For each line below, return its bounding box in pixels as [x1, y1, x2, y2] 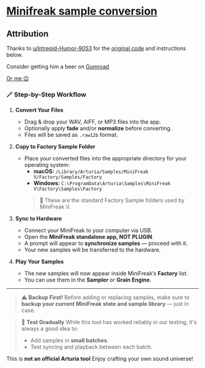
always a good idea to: [21, 325, 78, 333]
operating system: [24, 161, 70, 169]
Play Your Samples [15, 258, 64, 266]
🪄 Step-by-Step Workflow [6, 90, 87, 99]
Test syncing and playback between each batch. [30, 343, 153, 351]
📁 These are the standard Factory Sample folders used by [39, 197, 185, 204]
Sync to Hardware [15, 215, 62, 222]
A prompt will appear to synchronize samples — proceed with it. [24, 239, 188, 247]
